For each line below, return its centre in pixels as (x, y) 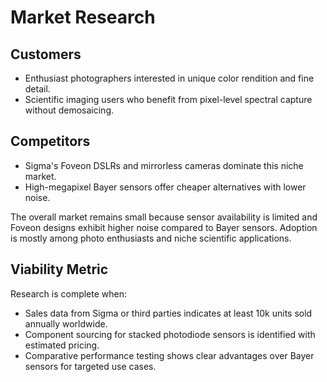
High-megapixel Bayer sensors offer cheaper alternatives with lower (165, 187)
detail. (37, 89)
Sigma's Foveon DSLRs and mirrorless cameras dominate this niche (164, 165)
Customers (46, 54)
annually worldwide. (66, 323)
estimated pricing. (62, 345)
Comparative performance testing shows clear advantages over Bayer (169, 355)
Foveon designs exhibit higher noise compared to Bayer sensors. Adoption (164, 227)
